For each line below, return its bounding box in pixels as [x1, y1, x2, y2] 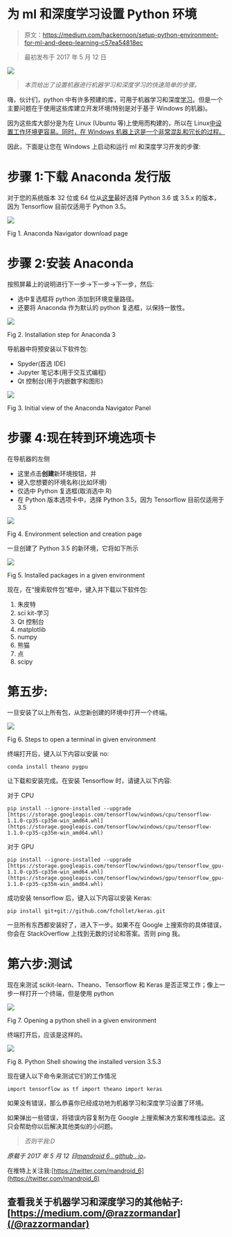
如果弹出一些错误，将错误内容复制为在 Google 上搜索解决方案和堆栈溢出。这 [7, 1113, 226, 1122]
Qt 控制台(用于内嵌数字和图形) [17, 377, 104, 385]
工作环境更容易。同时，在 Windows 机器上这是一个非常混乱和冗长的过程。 [12, 127, 225, 136]
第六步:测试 [7, 956, 73, 972]
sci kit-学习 [17, 609, 50, 617]
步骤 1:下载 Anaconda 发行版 [7, 170, 171, 185]
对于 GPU [7, 842, 35, 851]
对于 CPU [7, 791, 35, 799]
